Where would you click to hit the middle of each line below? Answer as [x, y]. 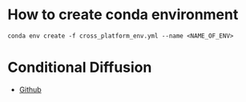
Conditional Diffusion [80, 67]
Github [30, 89]
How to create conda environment [123, 15]
